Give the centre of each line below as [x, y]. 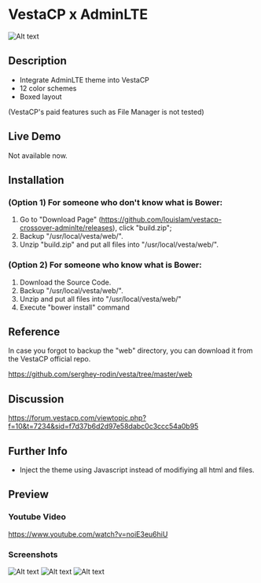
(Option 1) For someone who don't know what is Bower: [116, 202]
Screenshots [33, 554]
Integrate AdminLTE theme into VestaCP [84, 79]
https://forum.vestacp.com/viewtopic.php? [77, 418]
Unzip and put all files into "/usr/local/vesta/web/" [101, 299]
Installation [36, 180]
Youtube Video [37, 517]
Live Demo [35, 136]
